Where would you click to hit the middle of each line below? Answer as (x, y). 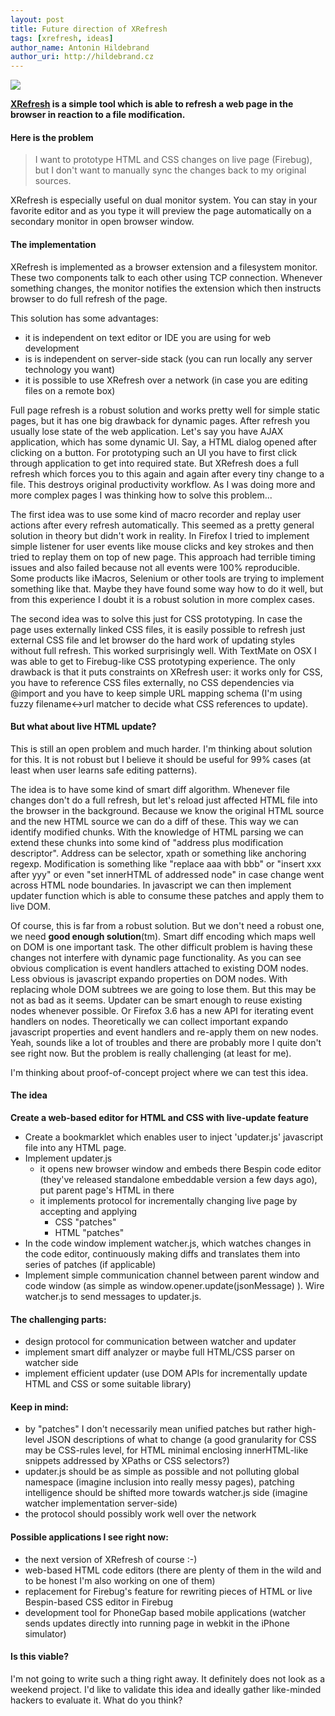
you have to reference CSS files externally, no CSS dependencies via (152, 682)
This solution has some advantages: (84, 318)
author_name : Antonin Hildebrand (80, 47)
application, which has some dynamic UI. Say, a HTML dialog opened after (163, 442)
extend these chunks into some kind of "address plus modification (147, 842)
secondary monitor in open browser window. (102, 222)
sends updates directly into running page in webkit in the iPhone (157, 1623)
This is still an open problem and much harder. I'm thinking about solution (161, 748)
